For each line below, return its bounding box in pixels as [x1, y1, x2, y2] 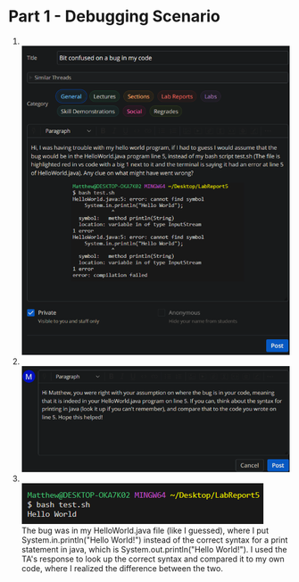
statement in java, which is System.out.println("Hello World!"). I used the [21, 545, 287, 555]
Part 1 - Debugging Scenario [8, 6, 220, 27]
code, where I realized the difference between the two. [21, 563, 224, 574]
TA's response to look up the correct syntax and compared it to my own [21, 553, 285, 564]
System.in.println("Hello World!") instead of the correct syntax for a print [21, 535, 288, 545]
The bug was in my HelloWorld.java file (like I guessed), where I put [21, 525, 270, 536]
